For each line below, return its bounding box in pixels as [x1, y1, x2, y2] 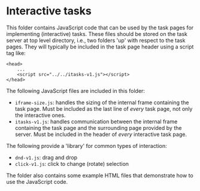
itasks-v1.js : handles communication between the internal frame [14, 118, 178, 125]
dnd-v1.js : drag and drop [14, 154, 78, 161]
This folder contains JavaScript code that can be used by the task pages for [6, 24, 194, 31]
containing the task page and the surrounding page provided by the [14, 124, 182, 131]
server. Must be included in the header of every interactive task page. [14, 131, 187, 138]
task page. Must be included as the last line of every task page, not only [14, 105, 193, 112]
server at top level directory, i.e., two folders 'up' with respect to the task [6, 37, 186, 44]
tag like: [6, 49, 26, 56]
